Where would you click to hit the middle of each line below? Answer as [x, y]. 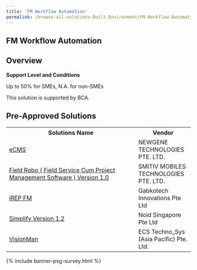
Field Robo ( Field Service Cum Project [62, 170]
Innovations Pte [159, 198]
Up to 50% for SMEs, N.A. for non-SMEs [55, 86]
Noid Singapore [160, 215]
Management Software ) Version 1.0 [59, 177]
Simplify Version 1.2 [37, 218]
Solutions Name [71, 133]
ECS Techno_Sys [162, 231]
